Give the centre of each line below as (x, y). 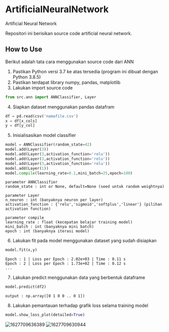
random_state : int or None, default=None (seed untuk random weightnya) (85, 187)
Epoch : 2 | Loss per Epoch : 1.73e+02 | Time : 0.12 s (65, 264)
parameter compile (25, 218)
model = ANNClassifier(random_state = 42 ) (49, 145)
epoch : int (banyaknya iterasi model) (47, 231)
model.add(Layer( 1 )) (27, 168)
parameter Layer (22, 196)
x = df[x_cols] (21, 121)
